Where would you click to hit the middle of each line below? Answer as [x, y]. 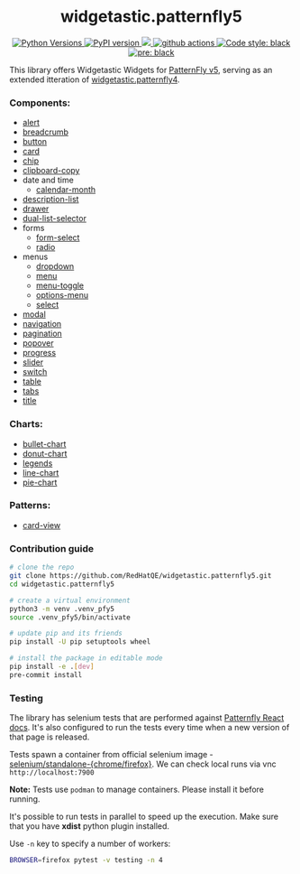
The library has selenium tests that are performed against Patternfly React [147, 718]
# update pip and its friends [66, 634]
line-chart [41, 472]
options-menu [62, 295]
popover [38, 343]
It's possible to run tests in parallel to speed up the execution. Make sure [144, 817]
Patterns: [30, 506]
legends [37, 463]
